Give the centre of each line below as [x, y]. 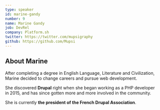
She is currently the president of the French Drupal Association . [71, 102]
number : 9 [15, 19]
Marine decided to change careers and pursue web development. [71, 78]
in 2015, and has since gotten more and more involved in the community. [78, 93]
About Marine [26, 61]
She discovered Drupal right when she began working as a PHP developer [80, 88]
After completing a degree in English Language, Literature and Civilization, [80, 73]
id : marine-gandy [23, 14]
